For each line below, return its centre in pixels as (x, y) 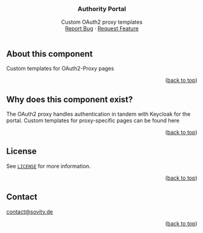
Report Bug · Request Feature (102, 29)
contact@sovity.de (30, 212)
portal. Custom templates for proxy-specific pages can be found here (93, 120)
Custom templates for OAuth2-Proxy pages (60, 69)
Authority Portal (102, 9)
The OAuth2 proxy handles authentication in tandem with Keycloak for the (98, 114)
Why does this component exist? (70, 99)
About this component (49, 54)
